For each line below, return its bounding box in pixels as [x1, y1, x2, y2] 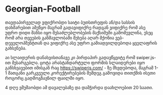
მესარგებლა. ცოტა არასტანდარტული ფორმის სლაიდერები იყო [12, 60, 145, 65]
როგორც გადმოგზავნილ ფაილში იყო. [5, 75, 85, 81]
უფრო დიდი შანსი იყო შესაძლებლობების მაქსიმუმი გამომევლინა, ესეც [5, 30, 153, 35]
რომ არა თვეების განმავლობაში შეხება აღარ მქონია [5, 35, 114, 41]
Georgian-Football [5, 3, 81, 15]
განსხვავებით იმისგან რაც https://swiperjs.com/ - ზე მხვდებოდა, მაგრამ [5, 64, 154, 71]
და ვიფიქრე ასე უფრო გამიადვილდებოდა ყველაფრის [43, 40, 157, 46]
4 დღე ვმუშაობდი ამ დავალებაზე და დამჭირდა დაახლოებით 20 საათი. [5, 84, 153, 90]
